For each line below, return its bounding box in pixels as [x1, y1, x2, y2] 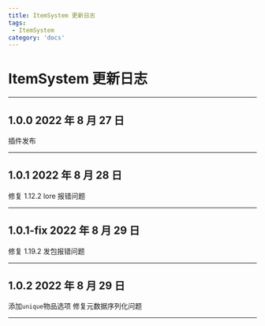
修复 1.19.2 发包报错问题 [8, 246, 85, 256]
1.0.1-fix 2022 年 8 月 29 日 [8, 224, 140, 238]
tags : [8, 19, 26, 27]
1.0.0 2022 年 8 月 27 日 [8, 114, 125, 127]
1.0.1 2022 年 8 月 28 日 [8, 169, 122, 182]
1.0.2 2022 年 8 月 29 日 [8, 279, 125, 293]
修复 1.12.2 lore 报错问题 [8, 191, 86, 200]
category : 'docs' [8, 33, 65, 42]
